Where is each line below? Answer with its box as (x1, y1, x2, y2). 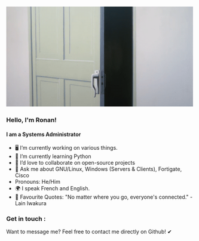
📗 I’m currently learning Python (14, 153, 91, 160)
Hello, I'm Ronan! (6, 116, 57, 124)
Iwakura (26, 200, 47, 207)
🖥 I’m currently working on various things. (14, 144, 118, 152)
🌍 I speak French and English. (14, 185, 90, 192)
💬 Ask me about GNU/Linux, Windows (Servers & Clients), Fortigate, (14, 165, 182, 173)
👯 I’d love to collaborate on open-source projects (14, 159, 136, 166)
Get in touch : (6, 215, 46, 223)
